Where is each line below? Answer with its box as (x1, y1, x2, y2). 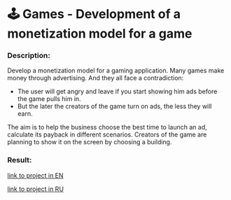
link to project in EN (7, 171, 64, 179)
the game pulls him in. (17, 95, 82, 103)
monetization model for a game (7, 26, 192, 42)
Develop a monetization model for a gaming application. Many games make (7, 66, 225, 75)
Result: (7, 155, 32, 165)
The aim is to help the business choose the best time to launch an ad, (7, 123, 208, 132)
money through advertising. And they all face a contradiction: (7, 74, 184, 82)
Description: (7, 51, 50, 61)
